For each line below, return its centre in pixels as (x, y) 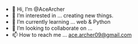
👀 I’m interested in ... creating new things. (62, 15)
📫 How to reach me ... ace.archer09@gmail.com (72, 35)
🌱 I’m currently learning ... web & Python (61, 22)
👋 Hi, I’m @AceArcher (38, 9)
